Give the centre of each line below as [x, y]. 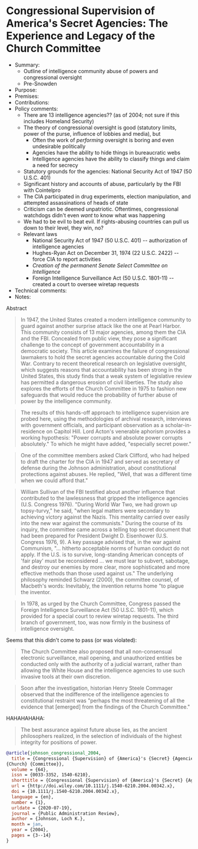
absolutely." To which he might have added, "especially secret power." [106, 444]
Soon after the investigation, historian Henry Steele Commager [96, 688]
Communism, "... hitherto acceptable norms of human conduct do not [105, 548]
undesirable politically [59, 146]
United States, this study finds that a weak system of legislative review [106, 376]
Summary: [27, 65]
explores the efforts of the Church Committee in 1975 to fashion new [103, 388]
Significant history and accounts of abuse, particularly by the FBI [102, 183]
